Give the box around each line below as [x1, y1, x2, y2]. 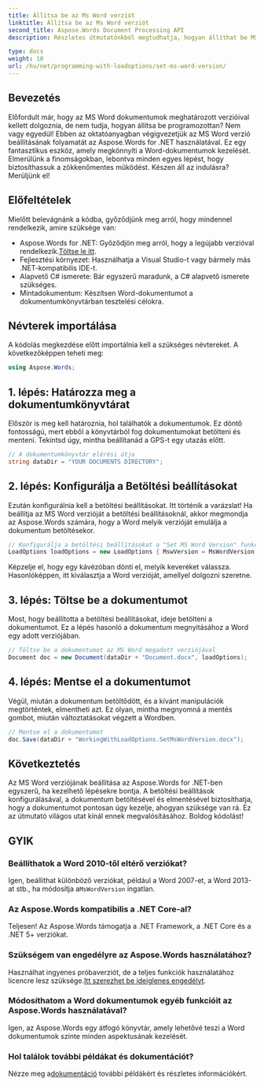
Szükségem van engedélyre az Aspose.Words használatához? [8, 949, 252, 960]
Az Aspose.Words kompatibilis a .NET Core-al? [8, 904, 192, 915]
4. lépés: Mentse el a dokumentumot [8, 676, 191, 689]
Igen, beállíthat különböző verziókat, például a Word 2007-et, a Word [8, 875, 232, 885]
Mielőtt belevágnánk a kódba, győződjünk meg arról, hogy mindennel [8, 214, 233, 224]
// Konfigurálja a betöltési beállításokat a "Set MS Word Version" [8, 540, 237, 549]
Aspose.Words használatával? [8, 1005, 127, 1016]
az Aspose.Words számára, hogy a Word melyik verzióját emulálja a [8, 517, 228, 527]
